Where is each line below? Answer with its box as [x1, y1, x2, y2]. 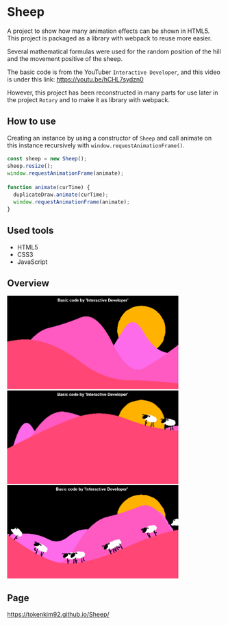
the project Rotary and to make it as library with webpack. [7, 95, 170, 103]
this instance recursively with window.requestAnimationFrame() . [7, 141, 185, 149]
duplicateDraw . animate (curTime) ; [13, 191, 109, 199]
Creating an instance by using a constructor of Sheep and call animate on [7, 134, 212, 142]
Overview [7, 277, 50, 289]
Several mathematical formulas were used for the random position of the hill [7, 47, 221, 56]
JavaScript [16, 258, 48, 266]
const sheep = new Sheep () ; [7, 155, 88, 162]
